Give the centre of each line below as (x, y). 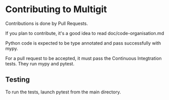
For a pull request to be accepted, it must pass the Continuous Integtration (83, 58)
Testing (18, 80)
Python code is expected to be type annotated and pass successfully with (83, 43)
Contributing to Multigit (56, 9)
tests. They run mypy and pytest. (40, 63)
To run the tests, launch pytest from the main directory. (63, 92)
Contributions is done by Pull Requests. (47, 23)
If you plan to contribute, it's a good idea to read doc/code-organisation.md (85, 33)
